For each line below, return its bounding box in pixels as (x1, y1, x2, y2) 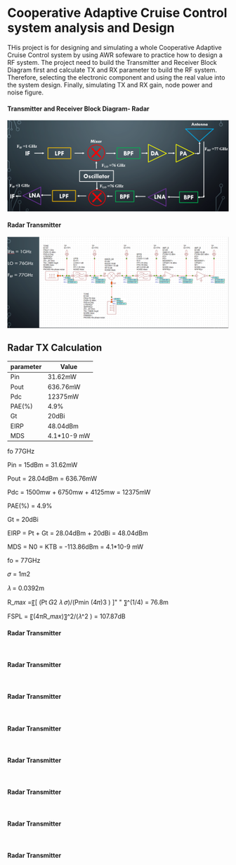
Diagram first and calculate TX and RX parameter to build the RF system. (7, 66, 218, 74)
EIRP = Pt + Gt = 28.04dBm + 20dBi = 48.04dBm (7, 529, 149, 537)
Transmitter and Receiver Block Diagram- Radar (7, 104, 150, 113)
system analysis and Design (7, 20, 175, 36)
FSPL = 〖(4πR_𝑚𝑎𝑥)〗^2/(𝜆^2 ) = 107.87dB (7, 612, 126, 621)
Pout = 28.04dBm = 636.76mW (7, 474, 97, 483)
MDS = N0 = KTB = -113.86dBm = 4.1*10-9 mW (7, 542, 144, 551)
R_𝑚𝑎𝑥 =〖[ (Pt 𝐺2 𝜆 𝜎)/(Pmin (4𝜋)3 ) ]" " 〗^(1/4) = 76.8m (7, 598, 169, 606)
